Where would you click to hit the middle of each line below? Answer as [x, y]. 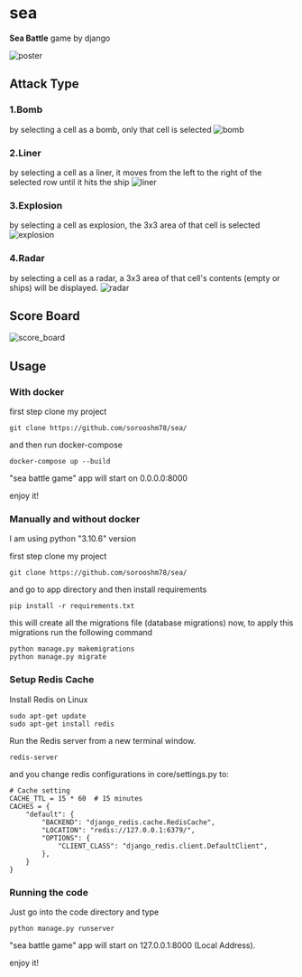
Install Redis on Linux [49, 700]
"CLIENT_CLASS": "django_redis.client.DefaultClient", [163, 846]
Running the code [49, 892]
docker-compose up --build [60, 462]
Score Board [45, 316]
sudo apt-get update [48, 716]
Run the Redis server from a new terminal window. [103, 740]
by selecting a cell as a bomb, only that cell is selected [110, 129]
